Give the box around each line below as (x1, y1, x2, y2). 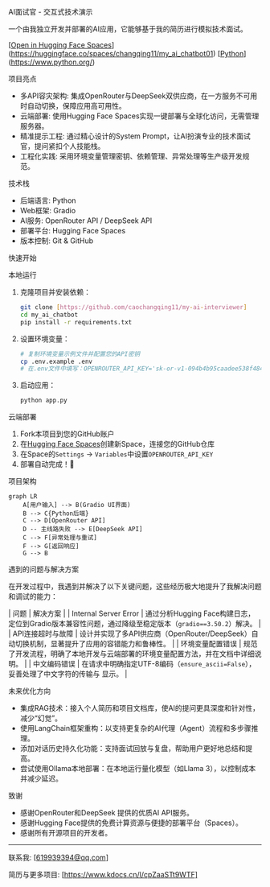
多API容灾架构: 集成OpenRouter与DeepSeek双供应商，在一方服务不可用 (19, 91, 258, 101)
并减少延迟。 (19, 774, 63, 783)
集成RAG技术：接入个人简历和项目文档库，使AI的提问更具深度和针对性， (19, 703, 260, 713)
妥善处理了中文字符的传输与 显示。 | (8, 669, 128, 679)
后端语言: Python (19, 196, 76, 205)
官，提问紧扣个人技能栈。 (19, 142, 105, 151)
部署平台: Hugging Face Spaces (19, 226, 126, 235)
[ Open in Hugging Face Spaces (8, 40, 112, 50)
